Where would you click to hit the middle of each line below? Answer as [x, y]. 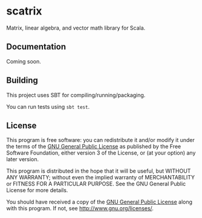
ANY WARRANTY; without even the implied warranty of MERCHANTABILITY [101, 178]
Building [22, 81]
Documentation [36, 47]
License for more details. [37, 190]
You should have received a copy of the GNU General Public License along [99, 202]
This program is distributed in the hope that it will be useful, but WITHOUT [99, 171]
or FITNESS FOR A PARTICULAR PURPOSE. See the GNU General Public [96, 184]
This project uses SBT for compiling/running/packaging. [76, 95]
